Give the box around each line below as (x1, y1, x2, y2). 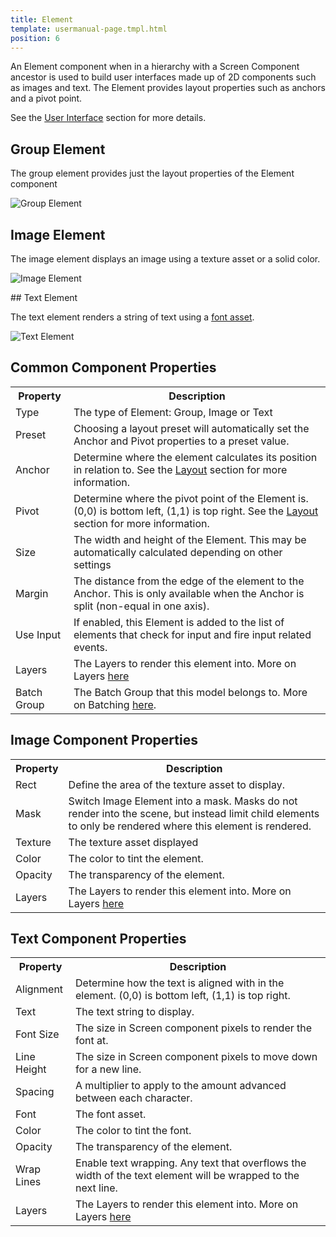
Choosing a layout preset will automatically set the (73, 421, 310, 435)
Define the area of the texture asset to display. (68, 777, 286, 791)
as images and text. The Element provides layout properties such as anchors (10, 82, 326, 94)
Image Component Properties (10, 732, 198, 749)
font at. (75, 1034, 109, 1048)
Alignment (15, 982, 64, 996)
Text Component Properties (10, 931, 187, 948)
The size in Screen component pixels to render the (75, 1021, 313, 1035)
